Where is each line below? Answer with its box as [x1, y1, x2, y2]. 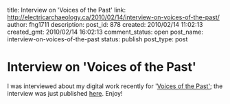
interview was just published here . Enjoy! [7, 89, 123, 97]
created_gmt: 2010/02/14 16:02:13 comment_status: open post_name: [7, 28, 204, 36]
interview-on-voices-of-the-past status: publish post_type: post [7, 35, 188, 43]
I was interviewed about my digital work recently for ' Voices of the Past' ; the [7, 82, 223, 90]
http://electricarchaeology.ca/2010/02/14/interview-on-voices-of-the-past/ [7, 13, 220, 21]
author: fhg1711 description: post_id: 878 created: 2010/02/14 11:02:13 [7, 21, 203, 28]
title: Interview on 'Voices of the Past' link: [7, 6, 126, 14]
